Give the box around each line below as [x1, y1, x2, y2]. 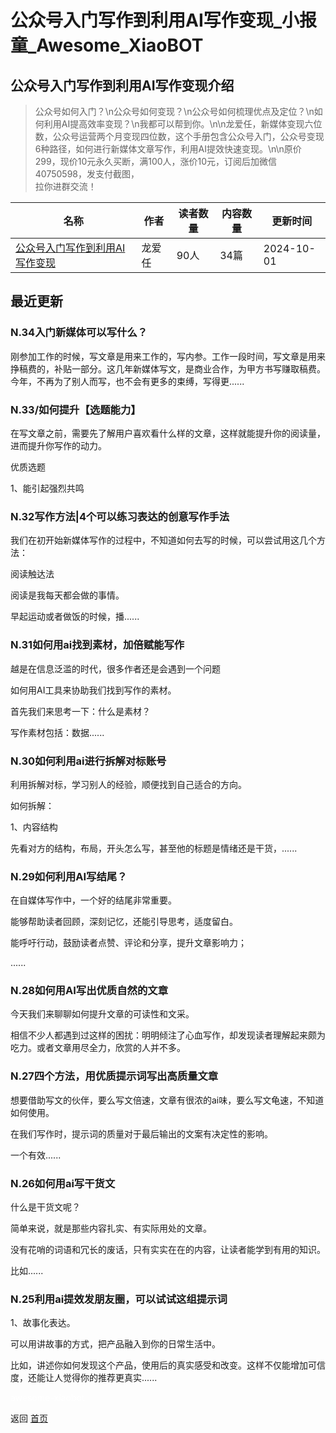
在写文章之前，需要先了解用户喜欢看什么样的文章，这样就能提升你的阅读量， [10, 427, 326, 439]
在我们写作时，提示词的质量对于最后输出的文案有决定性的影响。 [10, 1127, 273, 1140]
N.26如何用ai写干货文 [10, 1176, 116, 1190]
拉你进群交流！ [34, 181, 97, 192]
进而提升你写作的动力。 [10, 439, 107, 451]
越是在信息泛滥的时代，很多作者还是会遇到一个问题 [10, 662, 221, 675]
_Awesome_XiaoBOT [28, 34, 204, 57]
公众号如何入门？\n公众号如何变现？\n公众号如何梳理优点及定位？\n [34, 106, 315, 117]
